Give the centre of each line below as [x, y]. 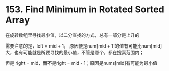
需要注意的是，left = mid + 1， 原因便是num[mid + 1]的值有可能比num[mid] [84, 46]
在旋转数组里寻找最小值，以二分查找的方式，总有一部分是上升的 [72, 35]
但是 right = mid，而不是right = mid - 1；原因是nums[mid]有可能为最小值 [81, 63]
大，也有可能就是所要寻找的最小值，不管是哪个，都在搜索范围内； [75, 52]
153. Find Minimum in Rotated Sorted [85, 9]
